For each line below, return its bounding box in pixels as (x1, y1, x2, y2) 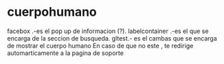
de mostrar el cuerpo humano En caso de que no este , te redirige (7, 41, 194, 50)
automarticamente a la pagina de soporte (7, 49, 124, 57)
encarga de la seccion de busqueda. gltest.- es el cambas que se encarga (7, 34, 218, 42)
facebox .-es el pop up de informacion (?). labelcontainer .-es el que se (7, 27, 209, 35)
